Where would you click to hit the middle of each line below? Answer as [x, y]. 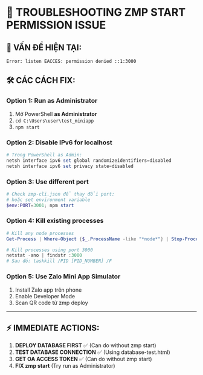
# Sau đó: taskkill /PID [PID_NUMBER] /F [59, 261]
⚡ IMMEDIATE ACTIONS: [53, 328]
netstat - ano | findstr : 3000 [44, 255]
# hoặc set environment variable [48, 200]
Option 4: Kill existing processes [55, 221]
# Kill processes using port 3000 [50, 250]
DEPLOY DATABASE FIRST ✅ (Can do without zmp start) [85, 345]
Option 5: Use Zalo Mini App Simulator [63, 277]
